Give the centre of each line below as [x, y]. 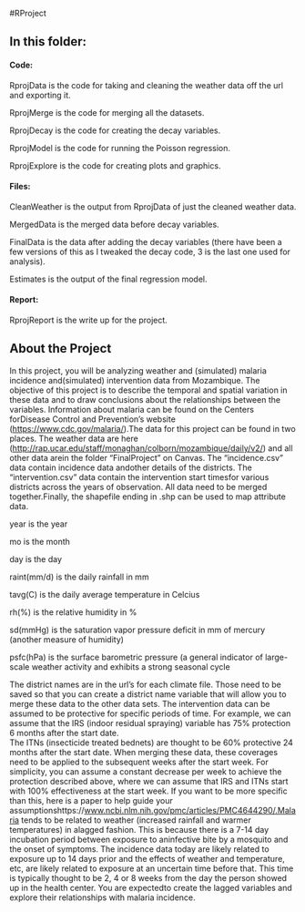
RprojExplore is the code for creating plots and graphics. [115, 165]
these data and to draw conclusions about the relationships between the [145, 399]
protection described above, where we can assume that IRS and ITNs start [149, 781]
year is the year [39, 524]
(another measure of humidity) [67, 639]
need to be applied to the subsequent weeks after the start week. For [139, 762]
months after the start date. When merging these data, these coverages [144, 752]
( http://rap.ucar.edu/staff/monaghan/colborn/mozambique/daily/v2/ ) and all [151, 448]
